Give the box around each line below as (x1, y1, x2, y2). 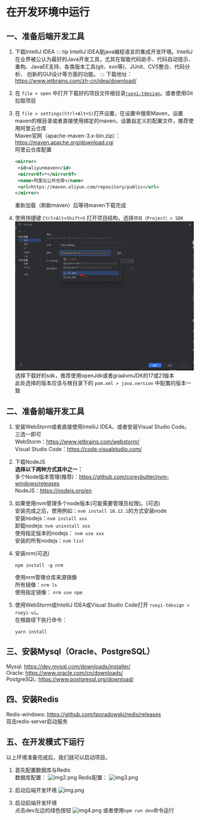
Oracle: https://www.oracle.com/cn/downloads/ (6, 669, 123, 676)
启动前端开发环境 (14, 799, 57, 807)
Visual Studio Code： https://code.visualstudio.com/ (14, 446, 142, 453)
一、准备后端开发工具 (6, 31, 85, 41)
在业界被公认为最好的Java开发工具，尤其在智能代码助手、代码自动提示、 (14, 56, 194, 63)
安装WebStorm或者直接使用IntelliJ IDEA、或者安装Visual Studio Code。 (14, 423, 190, 430)
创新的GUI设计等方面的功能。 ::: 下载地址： (26, 71, 133, 78)
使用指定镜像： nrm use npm (14, 589, 83, 596)
